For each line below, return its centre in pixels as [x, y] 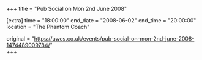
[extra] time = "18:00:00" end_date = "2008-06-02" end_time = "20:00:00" [101, 20]
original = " [21, 38]
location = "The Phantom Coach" [48, 27]
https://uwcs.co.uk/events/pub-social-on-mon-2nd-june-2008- [114, 38]
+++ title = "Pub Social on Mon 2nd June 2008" [67, 9]
